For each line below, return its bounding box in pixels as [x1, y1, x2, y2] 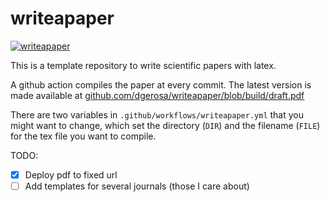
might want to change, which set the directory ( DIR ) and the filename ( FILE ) [10, 119, 321, 131]
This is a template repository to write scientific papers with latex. [10, 59, 277, 71]
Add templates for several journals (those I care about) [24, 180, 250, 192]
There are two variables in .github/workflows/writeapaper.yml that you [10, 108, 305, 121]
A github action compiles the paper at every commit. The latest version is [10, 78, 312, 91]
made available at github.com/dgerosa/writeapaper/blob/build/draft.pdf [10, 89, 305, 101]
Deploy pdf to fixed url [24, 168, 118, 181]
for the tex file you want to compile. [10, 130, 157, 142]
